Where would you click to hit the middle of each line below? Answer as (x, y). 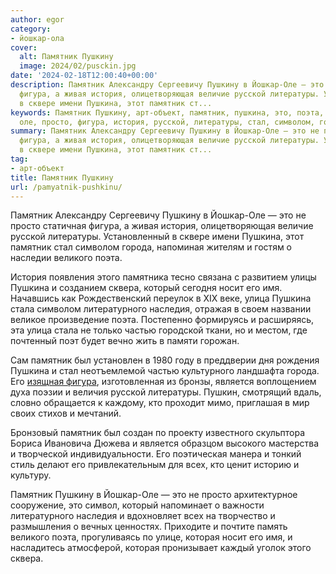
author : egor (37, 19)
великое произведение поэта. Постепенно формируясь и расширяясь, (162, 320)
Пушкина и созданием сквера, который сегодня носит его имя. (146, 288)
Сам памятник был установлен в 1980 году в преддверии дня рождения (165, 360)
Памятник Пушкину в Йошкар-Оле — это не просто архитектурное (154, 495)
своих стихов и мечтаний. (66, 413)
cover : (24, 47)
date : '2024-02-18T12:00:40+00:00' (84, 76)
